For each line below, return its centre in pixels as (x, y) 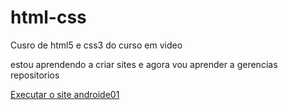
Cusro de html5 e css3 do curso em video (96, 45)
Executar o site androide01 (65, 94)
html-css (48, 17)
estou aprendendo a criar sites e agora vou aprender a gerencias (144, 64)
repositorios (35, 75)
